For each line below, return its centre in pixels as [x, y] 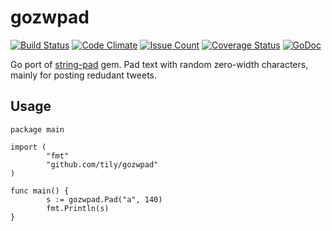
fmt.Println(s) [78, 208]
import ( [28, 147]
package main [37, 129]
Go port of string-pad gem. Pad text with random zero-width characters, [159, 64]
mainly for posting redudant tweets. [84, 75]
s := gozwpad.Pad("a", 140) [104, 199]
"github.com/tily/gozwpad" [102, 164]
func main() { [40, 191]
